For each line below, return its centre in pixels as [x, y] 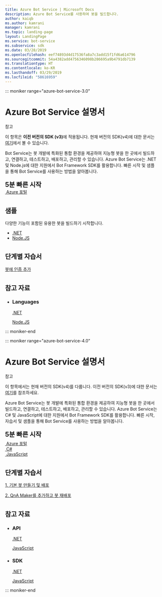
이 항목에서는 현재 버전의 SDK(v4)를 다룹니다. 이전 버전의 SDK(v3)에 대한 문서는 [81, 387]
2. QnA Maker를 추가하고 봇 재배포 [38, 496]
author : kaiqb [19, 18]
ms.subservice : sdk [25, 46]
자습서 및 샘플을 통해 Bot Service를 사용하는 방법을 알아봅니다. [65, 421]
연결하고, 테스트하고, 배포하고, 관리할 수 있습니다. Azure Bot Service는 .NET [84, 159]
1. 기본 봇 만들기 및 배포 [27, 485]
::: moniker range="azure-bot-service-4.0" [48, 340]
